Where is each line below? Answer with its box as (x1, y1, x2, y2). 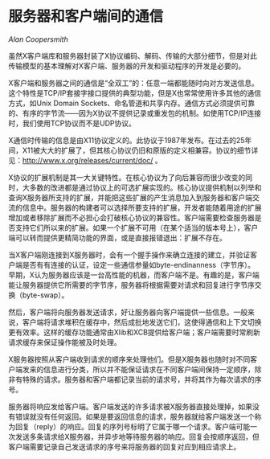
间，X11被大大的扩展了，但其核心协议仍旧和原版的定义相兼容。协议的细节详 (8, 145, 259, 155)
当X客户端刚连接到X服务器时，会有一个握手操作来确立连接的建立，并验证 (8, 250, 251, 260)
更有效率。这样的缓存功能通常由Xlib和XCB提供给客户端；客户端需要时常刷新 (8, 327, 261, 337)
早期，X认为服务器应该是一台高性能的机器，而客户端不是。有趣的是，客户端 (8, 270, 260, 280)
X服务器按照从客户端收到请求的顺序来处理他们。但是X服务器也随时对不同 (8, 354, 251, 364)
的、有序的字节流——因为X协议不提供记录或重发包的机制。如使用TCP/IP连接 (8, 108, 262, 117)
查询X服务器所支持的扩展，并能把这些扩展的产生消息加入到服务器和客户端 (8, 192, 253, 202)
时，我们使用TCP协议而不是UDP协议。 (8, 118, 137, 128)
